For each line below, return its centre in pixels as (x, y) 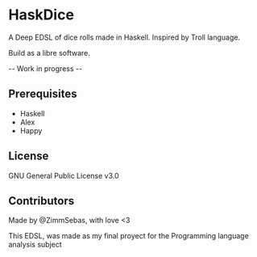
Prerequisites (43, 94)
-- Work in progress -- (46, 68)
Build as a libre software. (50, 53)
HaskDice (41, 15)
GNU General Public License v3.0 (64, 175)
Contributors (41, 201)
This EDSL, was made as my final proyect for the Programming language (129, 236)
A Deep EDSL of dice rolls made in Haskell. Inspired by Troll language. (124, 37)
